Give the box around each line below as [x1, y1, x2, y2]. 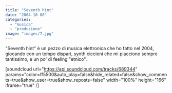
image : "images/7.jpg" [5, 31, 54, 36]
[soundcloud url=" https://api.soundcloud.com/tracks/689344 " [5, 66, 138, 72]
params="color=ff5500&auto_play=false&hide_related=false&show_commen [5, 72, 167, 77]
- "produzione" [10, 27, 43, 32]
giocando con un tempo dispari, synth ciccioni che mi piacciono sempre [5, 51, 158, 57]
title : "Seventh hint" [5, 7, 54, 13]
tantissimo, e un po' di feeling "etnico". [5, 56, 87, 62]
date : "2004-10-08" [5, 12, 47, 17]
